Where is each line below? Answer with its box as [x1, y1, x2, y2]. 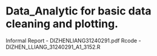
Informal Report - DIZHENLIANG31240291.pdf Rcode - [5, 37, 141, 44]
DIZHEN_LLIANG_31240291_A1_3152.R [5, 43, 101, 51]
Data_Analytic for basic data [5, 4, 152, 18]
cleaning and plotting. [5, 17, 119, 31]
